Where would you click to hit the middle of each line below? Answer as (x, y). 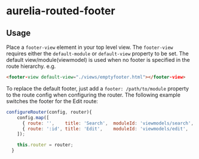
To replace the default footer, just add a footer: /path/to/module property (98, 88)
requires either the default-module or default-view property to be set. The (98, 54)
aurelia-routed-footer (61, 11)
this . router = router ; (45, 145)
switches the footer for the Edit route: (52, 101)
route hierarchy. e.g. (31, 66)
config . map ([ (33, 117)
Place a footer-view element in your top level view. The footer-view (90, 47)
